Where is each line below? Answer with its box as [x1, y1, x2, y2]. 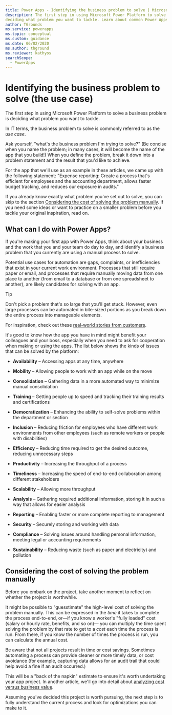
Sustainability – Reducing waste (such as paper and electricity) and [12, 547, 157, 553]
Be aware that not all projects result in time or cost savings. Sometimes [5, 647, 155, 653]
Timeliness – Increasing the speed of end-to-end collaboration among [12, 471, 162, 477]
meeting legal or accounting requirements [12, 537, 101, 542]
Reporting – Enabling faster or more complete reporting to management [12, 512, 165, 517]
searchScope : [5, 55, 33, 61]
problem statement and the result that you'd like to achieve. [5, 157, 131, 163]
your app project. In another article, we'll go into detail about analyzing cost [5, 679, 165, 685]
